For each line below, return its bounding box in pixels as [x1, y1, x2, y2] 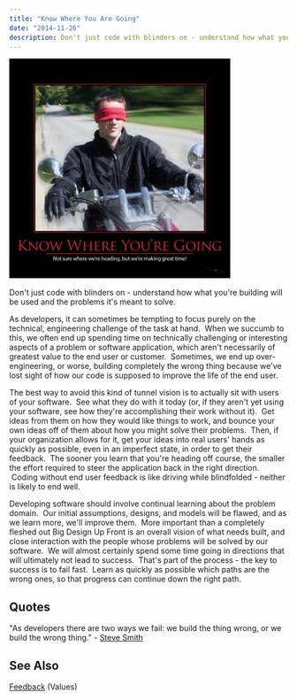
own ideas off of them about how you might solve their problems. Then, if [9, 425, 279, 435]
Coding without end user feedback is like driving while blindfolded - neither [11, 472, 286, 482]
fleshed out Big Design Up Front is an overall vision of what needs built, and [9, 527, 286, 537]
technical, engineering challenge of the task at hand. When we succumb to [9, 323, 285, 334]
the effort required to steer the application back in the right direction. [9, 463, 260, 473]
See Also [9, 658, 59, 673]
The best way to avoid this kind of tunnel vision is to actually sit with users [9, 388, 279, 398]
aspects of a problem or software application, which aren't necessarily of [9, 342, 276, 353]
